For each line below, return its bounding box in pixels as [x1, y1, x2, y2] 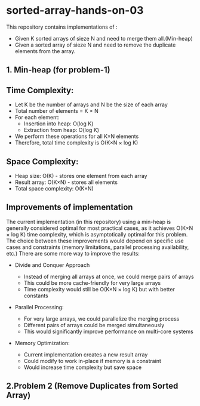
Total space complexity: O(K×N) [14, 184, 94, 192]
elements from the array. [14, 47, 76, 54]
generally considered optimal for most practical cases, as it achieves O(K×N [6, 224, 193, 232]
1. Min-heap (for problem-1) [6, 65, 110, 75]
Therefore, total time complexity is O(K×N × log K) [14, 139, 139, 146]
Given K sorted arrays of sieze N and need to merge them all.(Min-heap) [14, 35, 193, 42]
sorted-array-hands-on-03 [6, 4, 144, 17]
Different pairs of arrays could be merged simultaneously [23, 321, 165, 328]
